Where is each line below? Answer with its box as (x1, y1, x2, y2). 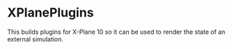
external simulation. (7, 35, 64, 43)
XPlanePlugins (7, 5, 94, 21)
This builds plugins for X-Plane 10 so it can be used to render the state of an (7, 28, 226, 36)
